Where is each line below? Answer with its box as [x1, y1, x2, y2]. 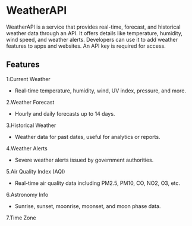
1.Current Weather [6, 75, 51, 82]
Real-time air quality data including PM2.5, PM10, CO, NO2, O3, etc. [14, 179, 180, 187]
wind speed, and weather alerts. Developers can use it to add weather [6, 36, 178, 43]
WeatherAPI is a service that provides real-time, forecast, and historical [6, 23, 181, 30]
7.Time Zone [6, 214, 37, 221]
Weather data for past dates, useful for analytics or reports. [14, 133, 160, 140]
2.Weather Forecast [6, 98, 55, 106]
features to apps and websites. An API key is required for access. [6, 42, 166, 49]
